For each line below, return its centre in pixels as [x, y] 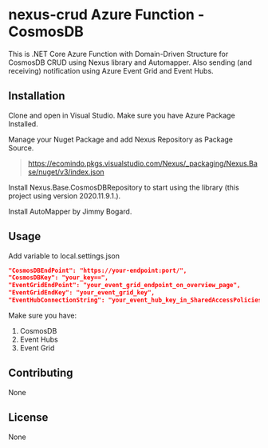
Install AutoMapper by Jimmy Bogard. [70, 211]
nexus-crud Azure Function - [106, 15]
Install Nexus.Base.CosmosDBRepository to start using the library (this [124, 187]
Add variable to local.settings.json [64, 256]
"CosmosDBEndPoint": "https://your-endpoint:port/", [98, 270]
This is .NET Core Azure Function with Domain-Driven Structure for [118, 54]
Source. [21, 148]
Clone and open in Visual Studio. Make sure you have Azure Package [122, 115]
